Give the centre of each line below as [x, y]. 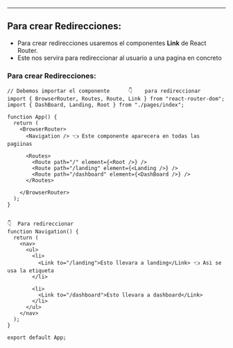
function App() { [32, 117]
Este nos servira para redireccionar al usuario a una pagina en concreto [119, 58]
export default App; [37, 338]
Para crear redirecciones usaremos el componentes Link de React [112, 43]
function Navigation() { [43, 232]
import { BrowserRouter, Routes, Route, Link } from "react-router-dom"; [116, 99]
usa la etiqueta [31, 271]
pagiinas [20, 144]
